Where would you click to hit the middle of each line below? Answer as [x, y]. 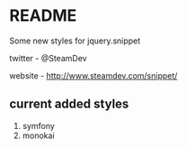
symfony [39, 125]
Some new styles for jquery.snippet [75, 41]
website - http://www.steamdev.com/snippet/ [93, 75]
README [43, 16]
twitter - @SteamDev [48, 58]
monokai [39, 135]
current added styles [69, 104]
